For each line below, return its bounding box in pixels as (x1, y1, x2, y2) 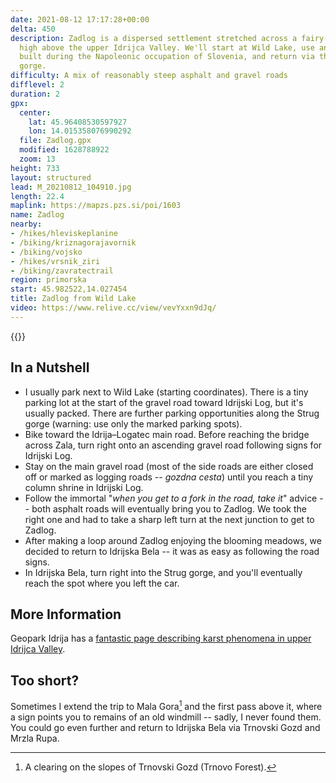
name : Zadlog (10, 210, 65, 220)
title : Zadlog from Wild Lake (10, 294, 137, 304)
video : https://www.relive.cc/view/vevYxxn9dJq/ (10, 303, 217, 313)
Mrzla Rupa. (10, 732, 60, 744)
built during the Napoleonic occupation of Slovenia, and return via (19, 52, 315, 62)
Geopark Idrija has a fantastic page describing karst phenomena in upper (10, 632, 312, 645)
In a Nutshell (10, 359, 90, 376)
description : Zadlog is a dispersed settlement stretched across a (10, 33, 298, 43)
